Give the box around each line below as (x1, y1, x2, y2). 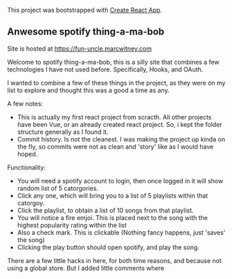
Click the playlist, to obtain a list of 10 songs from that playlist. (17, 206, 194, 214)
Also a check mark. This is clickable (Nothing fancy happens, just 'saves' (17, 228, 226, 237)
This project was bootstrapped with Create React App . (7, 6, 163, 14)
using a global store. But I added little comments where (7, 264, 165, 272)
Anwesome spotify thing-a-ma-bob (7, 26, 165, 37)
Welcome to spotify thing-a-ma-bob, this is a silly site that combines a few (7, 58, 220, 66)
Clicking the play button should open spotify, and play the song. (17, 243, 199, 251)
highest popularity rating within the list (17, 221, 127, 229)
